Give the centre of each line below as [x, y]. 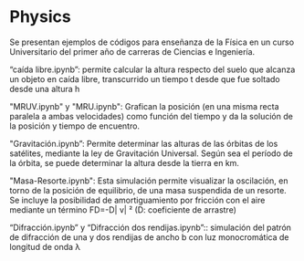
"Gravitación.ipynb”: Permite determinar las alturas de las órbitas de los [144, 143]
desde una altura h [45, 89]
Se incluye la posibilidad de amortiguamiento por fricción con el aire [137, 200]
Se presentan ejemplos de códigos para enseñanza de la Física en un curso [152, 42]
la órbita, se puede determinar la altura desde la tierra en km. [125, 162]
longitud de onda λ [45, 246]
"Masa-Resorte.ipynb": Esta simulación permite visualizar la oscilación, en [149, 181]
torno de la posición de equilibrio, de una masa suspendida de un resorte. [148, 190]
